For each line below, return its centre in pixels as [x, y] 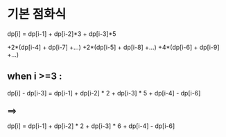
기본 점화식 [37, 14]
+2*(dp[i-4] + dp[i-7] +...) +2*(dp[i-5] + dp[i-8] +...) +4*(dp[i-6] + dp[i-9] [113, 47]
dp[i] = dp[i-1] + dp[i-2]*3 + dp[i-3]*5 [62, 34]
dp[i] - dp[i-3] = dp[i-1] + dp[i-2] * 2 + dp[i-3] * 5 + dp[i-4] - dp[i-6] [104, 93]
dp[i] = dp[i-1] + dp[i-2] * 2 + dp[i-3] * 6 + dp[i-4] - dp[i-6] [91, 126]
